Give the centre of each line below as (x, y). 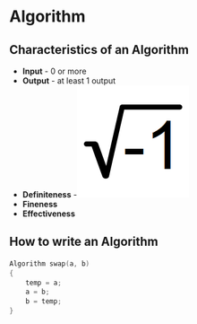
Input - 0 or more (54, 71)
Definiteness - (50, 194)
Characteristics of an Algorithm (99, 50)
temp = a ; (44, 283)
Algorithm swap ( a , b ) (50, 263)
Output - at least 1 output (69, 81)
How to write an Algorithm (84, 242)
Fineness (40, 204)
